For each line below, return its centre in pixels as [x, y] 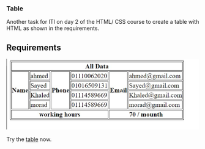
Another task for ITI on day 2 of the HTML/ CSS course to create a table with [103, 22]
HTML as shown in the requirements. [53, 28]
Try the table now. [29, 139]
